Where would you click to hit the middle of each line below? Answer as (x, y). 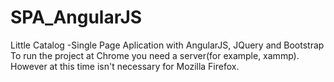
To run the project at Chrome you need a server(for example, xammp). (155, 55)
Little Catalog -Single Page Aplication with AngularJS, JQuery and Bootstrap (167, 45)
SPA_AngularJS (76, 17)
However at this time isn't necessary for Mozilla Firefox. (125, 66)
